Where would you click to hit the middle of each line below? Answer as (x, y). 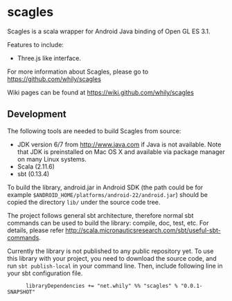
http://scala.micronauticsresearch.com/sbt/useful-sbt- (143, 230)
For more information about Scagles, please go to (78, 71)
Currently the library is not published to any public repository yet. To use (110, 251)
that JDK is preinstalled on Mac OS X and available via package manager (121, 152)
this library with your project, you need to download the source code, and (112, 258)
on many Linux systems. (52, 159)
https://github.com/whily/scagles (54, 79)
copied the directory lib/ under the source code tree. (84, 202)
